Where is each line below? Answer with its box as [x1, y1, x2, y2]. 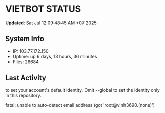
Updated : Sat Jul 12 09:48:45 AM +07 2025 [5, 20, 97, 26]
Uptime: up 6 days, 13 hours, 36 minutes [12, 53, 97, 59]
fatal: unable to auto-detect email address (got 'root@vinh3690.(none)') [5, 102, 155, 108]
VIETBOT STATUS [5, 3, 81, 15]
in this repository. [5, 92, 42, 98]
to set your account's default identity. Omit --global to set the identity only [5, 87, 160, 93]
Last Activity [5, 73, 47, 82]
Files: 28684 [12, 59, 39, 65]
